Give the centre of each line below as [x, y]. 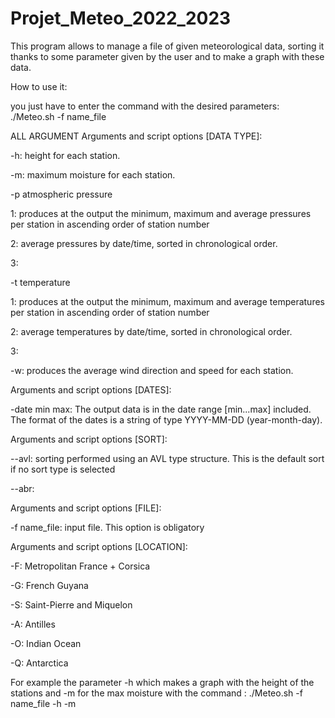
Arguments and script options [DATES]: [91, 389]
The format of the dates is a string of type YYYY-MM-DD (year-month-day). [166, 419]
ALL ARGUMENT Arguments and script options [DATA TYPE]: [136, 136]
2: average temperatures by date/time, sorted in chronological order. [151, 331]
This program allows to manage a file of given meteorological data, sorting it [167, 46]
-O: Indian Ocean [46, 643]
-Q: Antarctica [39, 663]
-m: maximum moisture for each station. [93, 174]
